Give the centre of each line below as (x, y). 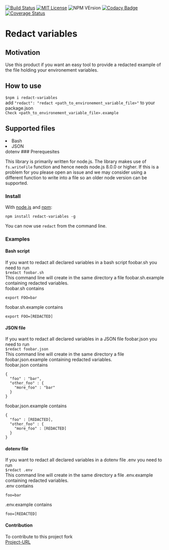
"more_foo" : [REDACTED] (40, 429)
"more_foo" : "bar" (35, 388)
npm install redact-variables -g (40, 216)
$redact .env (19, 470)
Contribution (19, 525)
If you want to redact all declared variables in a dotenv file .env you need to (84, 460)
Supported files (30, 129)
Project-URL (18, 542)
